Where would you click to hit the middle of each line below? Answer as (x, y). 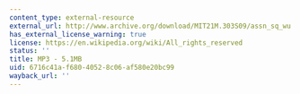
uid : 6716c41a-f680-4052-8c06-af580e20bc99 (92, 68)
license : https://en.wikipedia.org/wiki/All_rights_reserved (126, 43)
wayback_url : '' (40, 76)
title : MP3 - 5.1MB (46, 59)
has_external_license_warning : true (78, 34)
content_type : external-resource (72, 17)
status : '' (30, 51)
